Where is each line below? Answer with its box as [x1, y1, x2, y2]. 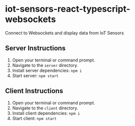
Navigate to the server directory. [12, 62, 79, 68]
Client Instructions [5, 87, 63, 95]
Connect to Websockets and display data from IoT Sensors [5, 30, 124, 36]
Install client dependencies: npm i [12, 110, 80, 116]
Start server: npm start [12, 72, 59, 79]
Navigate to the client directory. [12, 105, 79, 111]
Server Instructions [5, 44, 66, 52]
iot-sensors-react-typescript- [5, 3, 131, 15]
